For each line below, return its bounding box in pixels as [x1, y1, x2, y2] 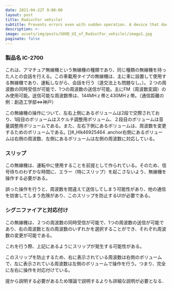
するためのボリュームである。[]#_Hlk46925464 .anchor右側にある [5, 129, 145, 135]
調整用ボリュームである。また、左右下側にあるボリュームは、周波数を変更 [9, 123, 167, 129]
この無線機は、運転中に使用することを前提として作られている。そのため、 [5, 162, 162, 169]
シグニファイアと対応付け [5, 207, 68, 214]
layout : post [5, 12, 33, 17]
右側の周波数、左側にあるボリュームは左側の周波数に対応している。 [14, 136, 158, 142]
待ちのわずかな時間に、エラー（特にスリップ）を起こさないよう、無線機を [9, 169, 167, 175]
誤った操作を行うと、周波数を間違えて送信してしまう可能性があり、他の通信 [5, 186, 166, 192]
